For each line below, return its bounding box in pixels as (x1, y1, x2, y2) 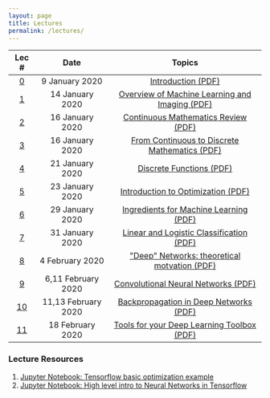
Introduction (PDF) (149, 75, 221, 87)
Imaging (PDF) (157, 99, 213, 110)
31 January (50, 227, 94, 238)
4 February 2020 (39, 255, 104, 266)
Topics (171, 57, 198, 68)
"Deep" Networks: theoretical (129, 250, 241, 262)
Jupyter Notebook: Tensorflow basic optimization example (19, 372, 215, 381)
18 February (47, 319, 96, 331)
